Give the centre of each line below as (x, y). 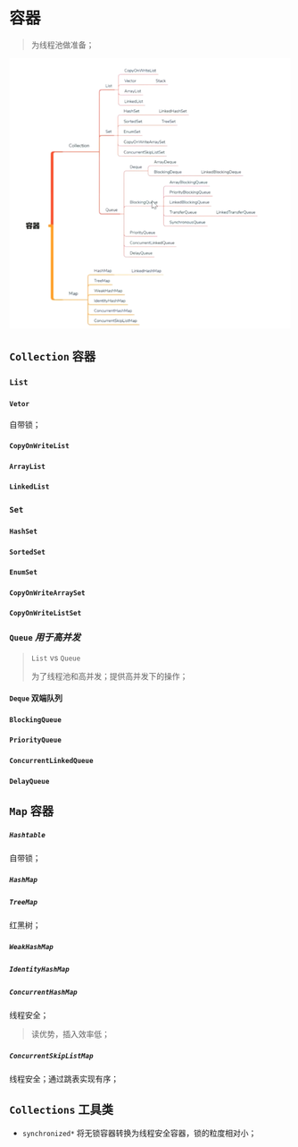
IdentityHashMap (39, 970)
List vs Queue (56, 658)
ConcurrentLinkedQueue (51, 760)
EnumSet (24, 573)
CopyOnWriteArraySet (48, 593)
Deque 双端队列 (36, 698)
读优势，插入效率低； (70, 1033)
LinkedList (29, 487)
